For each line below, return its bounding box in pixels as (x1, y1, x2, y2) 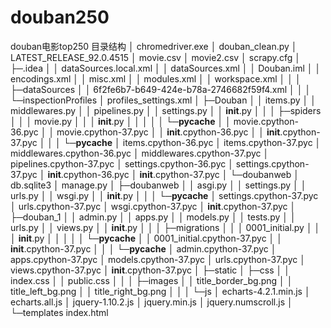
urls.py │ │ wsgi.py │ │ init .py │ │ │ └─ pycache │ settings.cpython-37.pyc (10, 189, 319, 201)
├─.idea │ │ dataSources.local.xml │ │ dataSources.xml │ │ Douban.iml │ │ (10, 62, 322, 74)
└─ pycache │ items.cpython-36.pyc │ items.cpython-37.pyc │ (63, 136, 322, 148)
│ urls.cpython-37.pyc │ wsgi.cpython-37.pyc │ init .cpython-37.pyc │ (10, 200, 297, 212)
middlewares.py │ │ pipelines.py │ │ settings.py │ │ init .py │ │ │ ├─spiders (10, 104, 322, 116)
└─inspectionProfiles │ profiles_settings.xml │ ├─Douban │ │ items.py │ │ (10, 94, 317, 106)
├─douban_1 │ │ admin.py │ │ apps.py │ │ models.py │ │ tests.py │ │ (10, 211, 297, 223)
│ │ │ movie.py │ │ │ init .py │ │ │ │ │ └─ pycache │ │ (10, 115, 232, 127)
